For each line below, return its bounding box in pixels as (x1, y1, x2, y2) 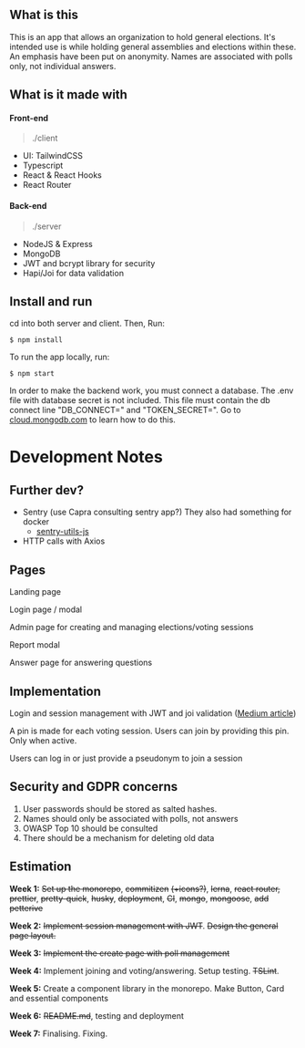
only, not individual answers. (9, 60, 117, 71)
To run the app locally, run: (9, 351, 110, 363)
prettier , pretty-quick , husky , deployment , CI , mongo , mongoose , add (9, 893, 269, 904)
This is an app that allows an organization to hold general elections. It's (9, 31, 276, 42)
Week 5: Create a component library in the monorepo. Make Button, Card (9, 982, 285, 993)
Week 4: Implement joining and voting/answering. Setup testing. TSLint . (9, 965, 280, 976)
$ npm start (9, 369, 55, 379)
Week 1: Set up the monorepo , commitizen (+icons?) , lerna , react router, (9, 883, 280, 894)
